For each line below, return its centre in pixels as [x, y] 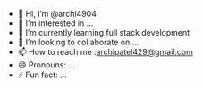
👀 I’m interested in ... [55, 23]
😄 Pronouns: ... [47, 65]
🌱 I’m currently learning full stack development [104, 32]
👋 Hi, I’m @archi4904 [57, 14]
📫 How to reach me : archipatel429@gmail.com [106, 52]
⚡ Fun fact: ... [42, 75]
